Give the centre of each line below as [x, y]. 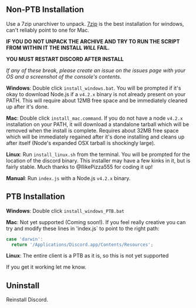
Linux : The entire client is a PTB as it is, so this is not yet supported [87, 256]
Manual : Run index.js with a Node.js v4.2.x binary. [68, 178]
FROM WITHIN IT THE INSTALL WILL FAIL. [58, 48]
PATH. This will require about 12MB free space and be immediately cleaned [97, 100]
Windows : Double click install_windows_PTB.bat [65, 211]
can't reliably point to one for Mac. [48, 30]
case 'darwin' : [25, 239]
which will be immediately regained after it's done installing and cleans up [95, 137]
